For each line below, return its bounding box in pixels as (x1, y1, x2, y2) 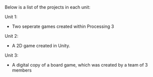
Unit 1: (4, 14, 18, 19)
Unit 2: (4, 33, 18, 39)
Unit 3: (4, 52, 18, 58)
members (11, 67, 32, 73)
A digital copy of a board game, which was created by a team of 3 (11, 62, 148, 68)
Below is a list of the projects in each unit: (4, 4, 90, 10)
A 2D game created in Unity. (11, 43, 70, 49)
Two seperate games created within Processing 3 (11, 23, 114, 29)
